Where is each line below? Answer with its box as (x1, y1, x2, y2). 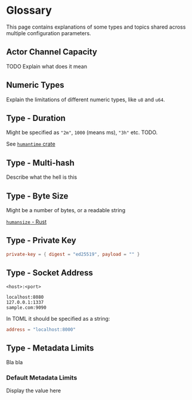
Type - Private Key (6, 235, 76, 246)
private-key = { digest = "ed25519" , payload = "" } (6, 251, 140, 257)
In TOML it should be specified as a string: (6, 315, 110, 322)
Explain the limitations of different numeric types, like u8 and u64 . (6, 96, 165, 103)
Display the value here (6, 387, 61, 394)
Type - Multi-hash (6, 157, 75, 168)
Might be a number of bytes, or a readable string (6, 207, 126, 213)
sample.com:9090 (6, 305, 47, 311)
